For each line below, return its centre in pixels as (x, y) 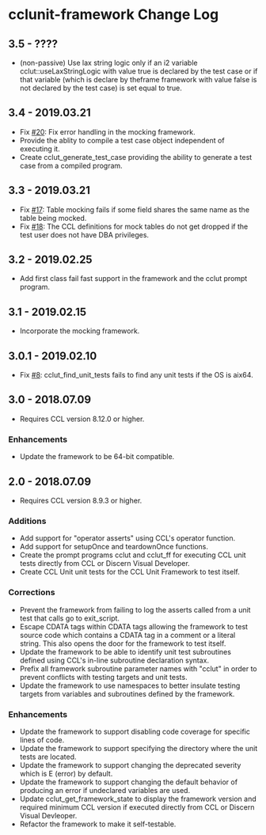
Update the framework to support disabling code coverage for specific (135, 731)
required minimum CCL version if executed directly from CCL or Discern (137, 807)
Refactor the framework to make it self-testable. (98, 824)
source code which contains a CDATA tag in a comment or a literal (127, 635)
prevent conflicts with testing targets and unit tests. (103, 677)
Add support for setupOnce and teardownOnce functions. (114, 547)
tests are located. (48, 757)
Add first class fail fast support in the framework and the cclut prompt (133, 279)
